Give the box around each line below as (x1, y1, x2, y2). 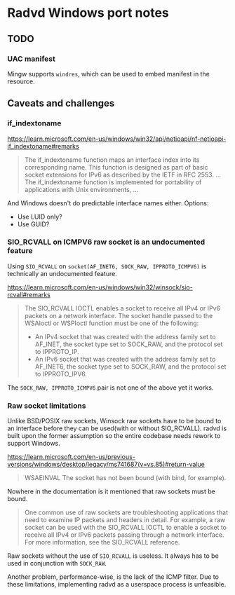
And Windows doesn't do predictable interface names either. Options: (7, 198, 209, 207)
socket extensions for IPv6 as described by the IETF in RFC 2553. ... (24, 170, 222, 179)
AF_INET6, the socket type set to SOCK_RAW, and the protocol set (34, 362, 227, 371)
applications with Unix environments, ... (24, 185, 139, 193)
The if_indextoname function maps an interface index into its (24, 156, 200, 164)
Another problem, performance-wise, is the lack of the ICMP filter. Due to (7, 573, 220, 581)
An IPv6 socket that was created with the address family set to (34, 355, 216, 363)
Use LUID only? (17, 212, 62, 221)
